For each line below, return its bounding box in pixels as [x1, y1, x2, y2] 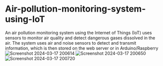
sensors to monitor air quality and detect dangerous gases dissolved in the [5, 35, 155, 41]
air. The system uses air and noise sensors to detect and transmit [5, 40, 137, 46]
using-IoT [5, 14, 45, 25]
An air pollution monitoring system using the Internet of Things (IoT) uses [5, 30, 152, 35]
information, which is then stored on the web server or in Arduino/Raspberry [5, 45, 159, 51]
